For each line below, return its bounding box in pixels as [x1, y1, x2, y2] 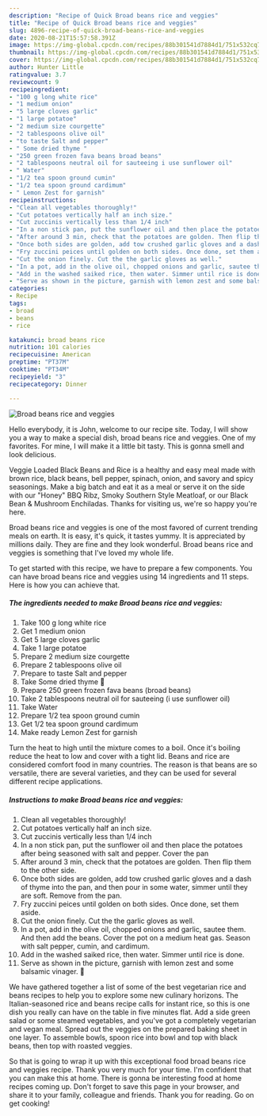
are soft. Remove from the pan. [20, 891, 122, 901]
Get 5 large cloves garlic [20, 635, 101, 645]
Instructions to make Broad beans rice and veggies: [9, 795, 184, 805]
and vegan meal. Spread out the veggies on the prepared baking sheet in [9, 1025, 248, 1034]
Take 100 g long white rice [20, 618, 107, 628]
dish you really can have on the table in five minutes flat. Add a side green [9, 1007, 250, 1017]
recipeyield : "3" [9, 372, 67, 381]
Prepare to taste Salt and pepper [20, 668, 128, 679]
